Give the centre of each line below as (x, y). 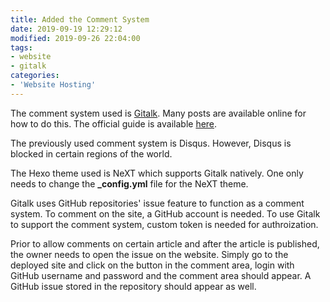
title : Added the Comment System (80, 19)
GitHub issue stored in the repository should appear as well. (133, 286)
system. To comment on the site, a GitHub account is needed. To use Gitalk (165, 213)
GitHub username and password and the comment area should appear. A (161, 275)
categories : (35, 76)
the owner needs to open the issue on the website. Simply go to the (149, 254)
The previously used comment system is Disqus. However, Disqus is (151, 143)
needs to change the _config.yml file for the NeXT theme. (129, 183)
